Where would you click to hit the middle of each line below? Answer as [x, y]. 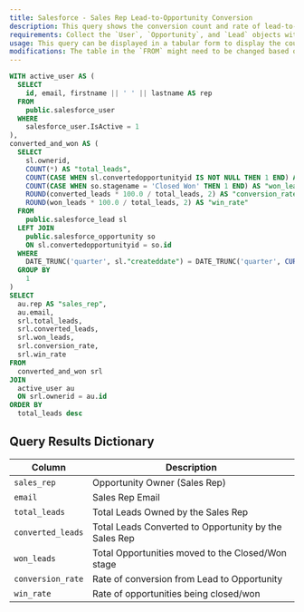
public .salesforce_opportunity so [90, 237]
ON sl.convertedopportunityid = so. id [99, 245]
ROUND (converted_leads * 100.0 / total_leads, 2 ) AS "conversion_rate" [163, 194]
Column [48, 467]
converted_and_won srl [60, 371]
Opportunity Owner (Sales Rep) [159, 482]
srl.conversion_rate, [58, 346]
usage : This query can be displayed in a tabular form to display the [145, 43]
